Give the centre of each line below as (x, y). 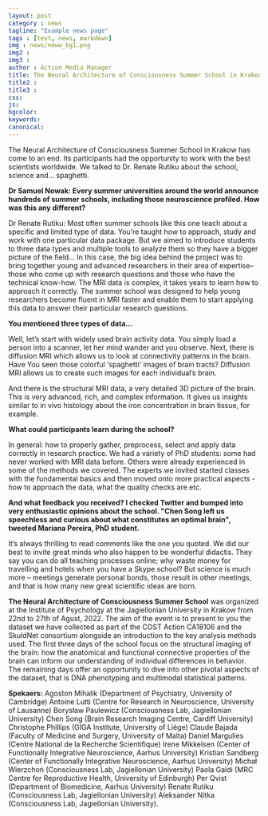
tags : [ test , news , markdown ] (60, 38)
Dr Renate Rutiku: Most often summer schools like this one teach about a (128, 223)
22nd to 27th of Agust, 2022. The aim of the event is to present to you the (130, 618)
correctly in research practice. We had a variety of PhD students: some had (132, 453)
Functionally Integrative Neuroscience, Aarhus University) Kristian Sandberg (134, 752)
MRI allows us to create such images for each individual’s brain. (112, 373)
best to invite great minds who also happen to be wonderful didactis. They (130, 552)
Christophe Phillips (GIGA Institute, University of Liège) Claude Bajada (123, 727)
